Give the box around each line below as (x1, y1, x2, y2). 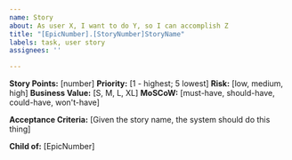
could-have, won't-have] (9, 97, 101, 108)
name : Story (9, 12, 53, 22)
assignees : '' (9, 46, 62, 55)
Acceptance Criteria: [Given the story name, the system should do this (9, 115, 271, 125)
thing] (9, 124, 31, 134)
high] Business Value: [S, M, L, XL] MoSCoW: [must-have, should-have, (9, 88, 275, 99)
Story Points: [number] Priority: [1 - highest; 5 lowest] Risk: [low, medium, (9, 78, 283, 89)
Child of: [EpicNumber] (9, 141, 95, 152)
